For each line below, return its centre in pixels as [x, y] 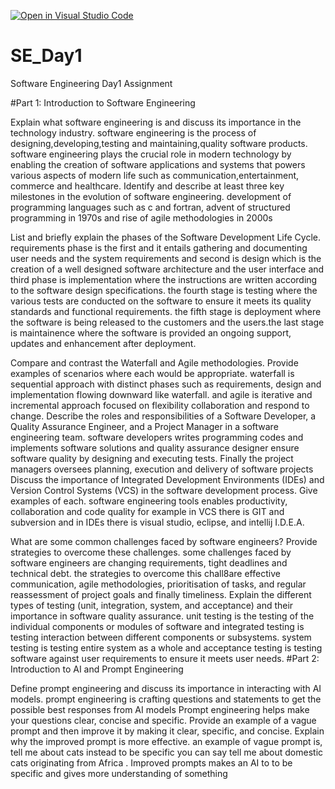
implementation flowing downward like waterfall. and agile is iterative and [161, 394]
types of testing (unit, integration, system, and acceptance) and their [152, 605]
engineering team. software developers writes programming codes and [157, 437]
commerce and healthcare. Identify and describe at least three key [147, 186]
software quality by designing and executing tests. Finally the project [152, 458]
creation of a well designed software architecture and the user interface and [167, 269]
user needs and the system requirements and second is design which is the [166, 258]
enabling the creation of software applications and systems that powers [158, 164]
